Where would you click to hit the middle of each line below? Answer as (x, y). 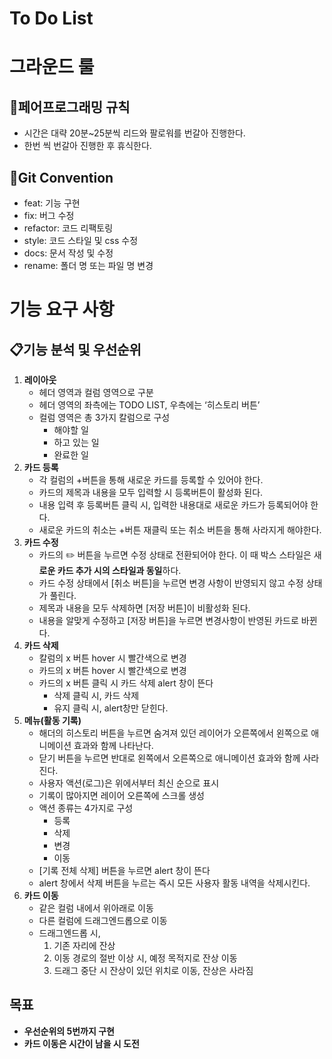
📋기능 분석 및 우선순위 (75, 349)
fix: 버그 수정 (49, 215)
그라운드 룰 (52, 67)
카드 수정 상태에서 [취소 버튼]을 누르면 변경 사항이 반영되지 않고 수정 (171, 583)
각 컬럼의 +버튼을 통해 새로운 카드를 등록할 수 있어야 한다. (151, 480)
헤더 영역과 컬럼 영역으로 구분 (96, 392)
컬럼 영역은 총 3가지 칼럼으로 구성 (104, 417)
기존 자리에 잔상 (84, 945)
